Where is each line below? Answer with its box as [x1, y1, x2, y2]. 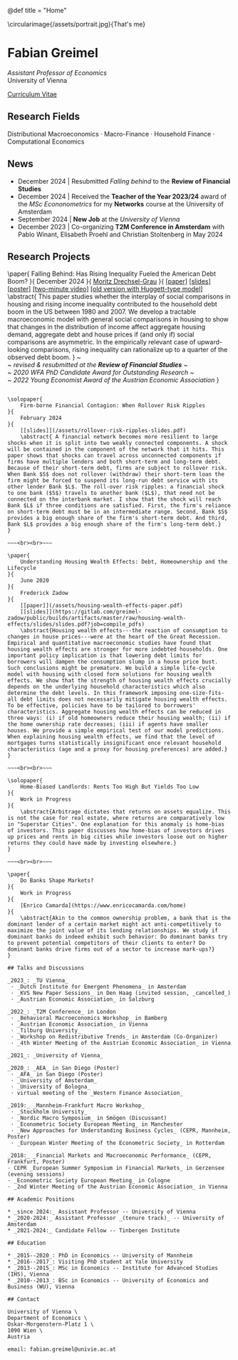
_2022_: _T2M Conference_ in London [7, 1009, 116, 1016]
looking [7, 346, 30, 354]
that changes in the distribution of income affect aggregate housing [7, 323, 206, 331]
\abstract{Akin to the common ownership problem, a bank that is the [20, 914, 232, 922]
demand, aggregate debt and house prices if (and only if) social [7, 330, 195, 339]
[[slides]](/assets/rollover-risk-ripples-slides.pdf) [20, 427, 187, 434]
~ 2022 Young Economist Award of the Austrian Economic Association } [7, 376, 219, 384]
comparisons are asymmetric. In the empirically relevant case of [7, 338, 196, 346]
